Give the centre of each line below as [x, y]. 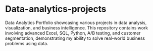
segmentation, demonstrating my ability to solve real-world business [75, 38]
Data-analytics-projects [56, 9]
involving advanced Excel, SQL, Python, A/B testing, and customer [73, 33]
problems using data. [27, 43]
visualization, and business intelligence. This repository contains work [76, 27]
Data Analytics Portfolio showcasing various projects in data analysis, [76, 23]
